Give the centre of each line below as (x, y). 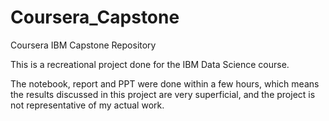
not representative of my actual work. (87, 105)
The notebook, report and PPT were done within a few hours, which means (165, 83)
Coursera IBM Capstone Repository (83, 45)
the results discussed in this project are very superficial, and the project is (163, 94)
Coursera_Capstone (95, 17)
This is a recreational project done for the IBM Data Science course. (150, 64)
